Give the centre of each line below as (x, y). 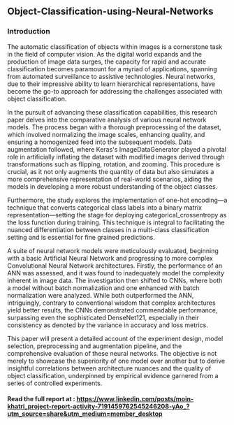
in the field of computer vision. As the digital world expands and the (105, 54)
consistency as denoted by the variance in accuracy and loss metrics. (108, 325)
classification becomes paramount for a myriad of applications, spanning (112, 69)
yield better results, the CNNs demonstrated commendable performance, (112, 310)
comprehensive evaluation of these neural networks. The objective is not (112, 353)
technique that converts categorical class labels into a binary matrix (105, 207)
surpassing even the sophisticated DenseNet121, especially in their (103, 317)
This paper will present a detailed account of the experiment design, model (115, 338)
